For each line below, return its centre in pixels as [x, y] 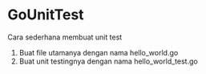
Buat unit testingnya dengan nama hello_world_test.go [108, 61]
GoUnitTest [46, 15]
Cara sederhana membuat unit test [65, 37]
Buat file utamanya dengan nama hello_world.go [99, 52]
